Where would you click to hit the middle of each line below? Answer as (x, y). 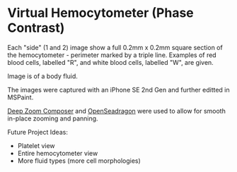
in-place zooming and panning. (53, 118)
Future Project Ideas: (38, 132)
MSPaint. (21, 97)
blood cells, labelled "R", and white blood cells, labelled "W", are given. (110, 62)
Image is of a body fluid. (42, 76)
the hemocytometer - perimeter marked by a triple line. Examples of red (112, 55)
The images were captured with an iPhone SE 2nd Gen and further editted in (118, 90)
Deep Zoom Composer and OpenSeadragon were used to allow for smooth (117, 111)
